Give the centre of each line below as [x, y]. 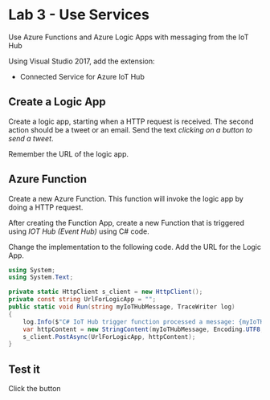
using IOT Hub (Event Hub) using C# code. [79, 231]
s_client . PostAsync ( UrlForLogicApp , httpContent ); [109, 337]
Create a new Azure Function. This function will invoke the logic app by [126, 198]
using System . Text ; [41, 278]
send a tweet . [31, 138]
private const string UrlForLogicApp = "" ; [82, 300]
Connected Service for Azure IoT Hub [82, 76]
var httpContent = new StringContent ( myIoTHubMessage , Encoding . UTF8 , [143, 329]
